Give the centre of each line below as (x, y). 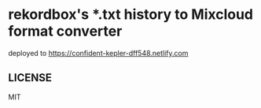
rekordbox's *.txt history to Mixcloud (131, 15)
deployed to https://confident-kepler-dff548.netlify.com (98, 53)
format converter (65, 31)
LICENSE (30, 78)
